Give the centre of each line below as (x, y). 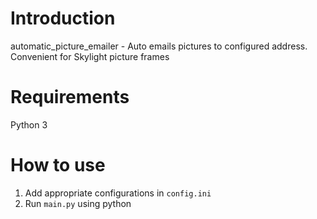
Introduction (63, 18)
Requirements (70, 97)
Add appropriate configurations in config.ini (118, 193)
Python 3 (29, 124)
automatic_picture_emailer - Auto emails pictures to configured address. (159, 46)
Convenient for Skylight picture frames (90, 56)
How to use (58, 165)
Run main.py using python (78, 203)
